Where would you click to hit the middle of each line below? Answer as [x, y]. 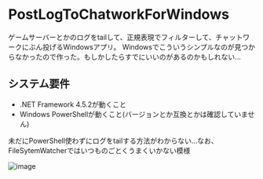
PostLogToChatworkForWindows [119, 15]
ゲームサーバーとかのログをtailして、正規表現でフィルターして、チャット [126, 37]
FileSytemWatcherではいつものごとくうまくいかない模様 [99, 150]
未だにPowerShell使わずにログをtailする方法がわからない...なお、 [113, 141]
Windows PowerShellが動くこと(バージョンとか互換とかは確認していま [134, 114]
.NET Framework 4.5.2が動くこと [73, 104]
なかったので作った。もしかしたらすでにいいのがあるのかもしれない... [128, 57]
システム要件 [39, 84]
